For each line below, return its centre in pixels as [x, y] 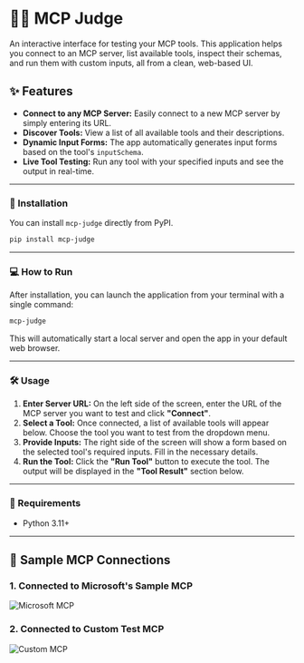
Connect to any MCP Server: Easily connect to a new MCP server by [151, 113]
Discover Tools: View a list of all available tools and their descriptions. [153, 132]
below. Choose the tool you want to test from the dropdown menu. [146, 433]
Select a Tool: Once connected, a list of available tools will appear [146, 423]
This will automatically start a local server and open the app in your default [148, 338]
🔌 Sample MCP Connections [90, 560]
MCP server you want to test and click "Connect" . [116, 414]
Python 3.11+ [46, 523]
